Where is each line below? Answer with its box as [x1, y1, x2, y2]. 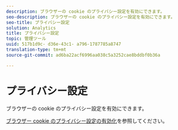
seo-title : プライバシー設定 [6, 19, 70, 25]
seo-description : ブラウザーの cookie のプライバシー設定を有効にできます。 [6, 14, 175, 20]
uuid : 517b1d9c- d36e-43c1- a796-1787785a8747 [6, 42, 121, 47]
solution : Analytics [6, 25, 57, 31]
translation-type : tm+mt [6, 47, 67, 53]
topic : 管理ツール [6, 36, 47, 42]
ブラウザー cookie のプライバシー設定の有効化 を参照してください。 [6, 117, 168, 124]
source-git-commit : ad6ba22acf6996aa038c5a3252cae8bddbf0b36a [6, 52, 160, 58]
